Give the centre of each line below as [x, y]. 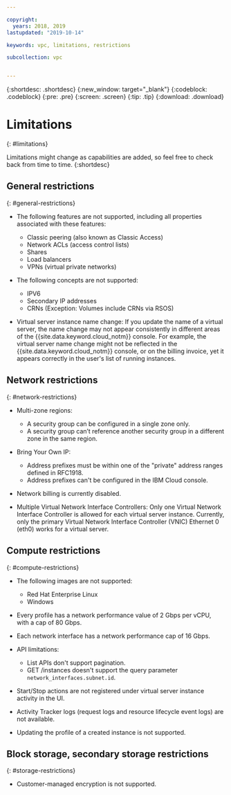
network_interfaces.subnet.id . [71, 677]
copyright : [22, 19]
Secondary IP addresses [62, 301]
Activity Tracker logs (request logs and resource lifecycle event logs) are [120, 711]
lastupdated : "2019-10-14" [45, 33]
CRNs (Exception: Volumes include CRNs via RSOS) [100, 308]
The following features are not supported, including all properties [109, 216]
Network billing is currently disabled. [69, 493]
